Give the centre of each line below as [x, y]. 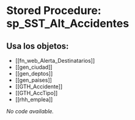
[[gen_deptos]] [34, 73]
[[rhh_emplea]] [34, 99]
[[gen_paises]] [33, 80]
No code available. [30, 111]
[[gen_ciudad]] [34, 67]
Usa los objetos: [38, 46]
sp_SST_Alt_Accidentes [68, 23]
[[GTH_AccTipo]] [36, 93]
